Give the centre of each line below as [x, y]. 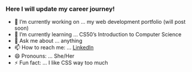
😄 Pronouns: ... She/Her [44, 56]
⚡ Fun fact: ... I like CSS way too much [61, 63]
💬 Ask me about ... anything [48, 41]
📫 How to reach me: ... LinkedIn [54, 48]
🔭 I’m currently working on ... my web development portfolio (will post [100, 22]
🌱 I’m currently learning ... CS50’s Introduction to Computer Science [98, 35]
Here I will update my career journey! [60, 9]
